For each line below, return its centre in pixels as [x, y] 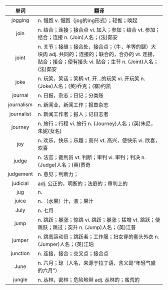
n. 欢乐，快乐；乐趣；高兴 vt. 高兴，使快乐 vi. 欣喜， [99, 140]
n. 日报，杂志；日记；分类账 [71, 95]
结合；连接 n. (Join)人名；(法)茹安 [78, 37]
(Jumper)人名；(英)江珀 [66, 244]
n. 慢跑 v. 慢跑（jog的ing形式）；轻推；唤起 [87, 20]
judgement [20, 174]
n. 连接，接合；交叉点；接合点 [73, 253]
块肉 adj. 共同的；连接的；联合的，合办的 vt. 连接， [98, 54]
